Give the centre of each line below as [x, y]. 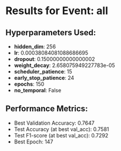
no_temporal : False [38, 90]
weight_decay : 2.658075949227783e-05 [64, 65]
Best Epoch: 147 [33, 142]
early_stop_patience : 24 [44, 78]
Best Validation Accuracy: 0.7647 [54, 123]
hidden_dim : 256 [35, 46]
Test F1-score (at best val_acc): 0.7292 [61, 135]
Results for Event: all [57, 11]
